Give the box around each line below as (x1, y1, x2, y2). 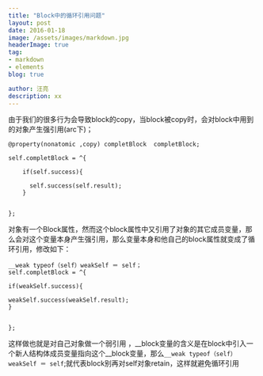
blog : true (8, 70, 44, 78)
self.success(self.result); (29, 182, 123, 190)
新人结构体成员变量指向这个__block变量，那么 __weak (14, 349, 186, 359)
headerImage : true (8, 41, 69, 49)
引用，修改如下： (14, 245, 71, 254)
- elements (8, 63, 44, 71)
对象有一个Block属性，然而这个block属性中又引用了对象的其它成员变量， (8, 225, 246, 234)
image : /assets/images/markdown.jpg (8, 33, 129, 42)
